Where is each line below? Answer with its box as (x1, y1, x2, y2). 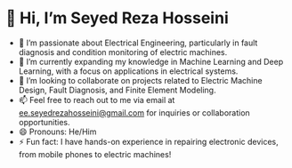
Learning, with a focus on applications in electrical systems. (18, 66, 239, 76)
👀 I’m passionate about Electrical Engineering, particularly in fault (18, 37, 258, 48)
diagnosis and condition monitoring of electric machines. (18, 46, 228, 57)
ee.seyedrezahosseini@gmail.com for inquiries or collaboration (18, 107, 250, 118)
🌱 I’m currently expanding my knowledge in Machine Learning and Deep (18, 56, 284, 67)
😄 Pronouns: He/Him (18, 126, 97, 137)
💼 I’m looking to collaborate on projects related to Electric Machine (18, 75, 263, 85)
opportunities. (18, 116, 70, 127)
